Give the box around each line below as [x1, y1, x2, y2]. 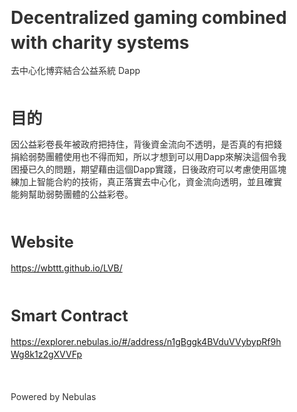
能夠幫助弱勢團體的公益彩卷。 [10, 188, 134, 200]
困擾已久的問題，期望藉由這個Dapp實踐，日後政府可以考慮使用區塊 [10, 163, 287, 175]
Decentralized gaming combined [10, 7, 287, 29]
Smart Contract [10, 305, 129, 326]
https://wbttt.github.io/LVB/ [10, 262, 123, 274]
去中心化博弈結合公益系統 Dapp [10, 64, 141, 76]
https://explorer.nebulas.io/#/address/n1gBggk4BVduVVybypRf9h [10, 335, 282, 347]
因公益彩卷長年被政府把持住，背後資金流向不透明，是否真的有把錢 [10, 138, 282, 150]
